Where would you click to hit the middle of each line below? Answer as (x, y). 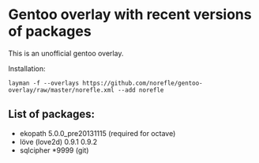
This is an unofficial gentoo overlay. (66, 53)
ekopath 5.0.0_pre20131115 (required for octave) (98, 133)
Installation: (27, 68)
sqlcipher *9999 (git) (54, 150)
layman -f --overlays (44, 83)
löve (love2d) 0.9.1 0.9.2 (58, 142)
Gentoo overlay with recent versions (130, 15)
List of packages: (52, 114)
